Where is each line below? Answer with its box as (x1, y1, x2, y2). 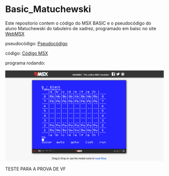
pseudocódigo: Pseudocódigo (5, 40, 68, 46)
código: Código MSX (5, 50, 48, 56)
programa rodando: (5, 60, 45, 66)
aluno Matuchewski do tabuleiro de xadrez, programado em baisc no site (5, 25, 156, 31)
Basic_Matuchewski (5, 4, 92, 15)
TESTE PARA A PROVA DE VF (5, 166, 66, 172)
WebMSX (5, 31, 25, 37)
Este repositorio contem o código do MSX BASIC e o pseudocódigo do (5, 20, 151, 26)
